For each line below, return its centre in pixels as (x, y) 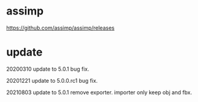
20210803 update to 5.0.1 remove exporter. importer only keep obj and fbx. (99, 92)
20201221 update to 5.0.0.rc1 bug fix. (52, 80)
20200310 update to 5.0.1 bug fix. (48, 69)
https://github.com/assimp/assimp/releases (60, 28)
